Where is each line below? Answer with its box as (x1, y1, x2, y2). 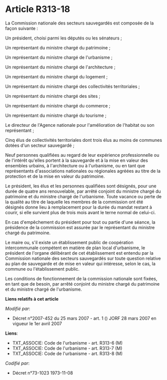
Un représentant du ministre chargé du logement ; (5, 73, 108, 79)
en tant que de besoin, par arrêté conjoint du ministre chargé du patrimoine (5, 281, 160, 287)
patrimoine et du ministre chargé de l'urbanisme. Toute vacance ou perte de (5, 193, 162, 199)
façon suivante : (5, 25, 38, 31)
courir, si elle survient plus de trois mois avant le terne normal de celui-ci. (5, 209, 156, 215)
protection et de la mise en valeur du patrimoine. (5, 173, 105, 179)
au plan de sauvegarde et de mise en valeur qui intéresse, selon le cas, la (5, 261, 156, 267)
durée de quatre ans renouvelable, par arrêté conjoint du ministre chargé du (5, 188, 161, 194)
